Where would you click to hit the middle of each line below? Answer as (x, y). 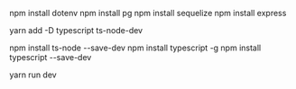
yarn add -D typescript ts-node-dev (76, 30)
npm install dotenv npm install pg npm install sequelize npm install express (148, 13)
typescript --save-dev (51, 57)
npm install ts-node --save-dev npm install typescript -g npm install (135, 48)
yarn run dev (33, 75)
